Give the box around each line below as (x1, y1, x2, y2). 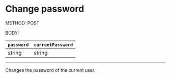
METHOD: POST (5, 20, 40, 26)
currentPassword (34, 42, 73, 47)
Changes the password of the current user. (5, 67, 96, 73)
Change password (5, 3, 84, 15)
